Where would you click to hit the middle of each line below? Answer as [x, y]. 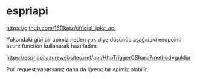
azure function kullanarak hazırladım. [52, 46]
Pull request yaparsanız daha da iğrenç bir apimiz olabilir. [77, 69]
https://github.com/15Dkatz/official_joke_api [61, 28]
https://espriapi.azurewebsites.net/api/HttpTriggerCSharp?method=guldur [99, 57]
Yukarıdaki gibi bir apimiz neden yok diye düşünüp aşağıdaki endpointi [94, 39]
